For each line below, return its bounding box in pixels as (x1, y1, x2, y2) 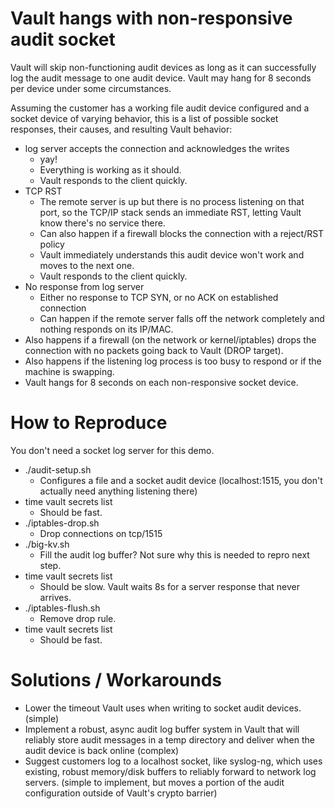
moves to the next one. (39, 259, 135, 271)
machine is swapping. (24, 365, 115, 377)
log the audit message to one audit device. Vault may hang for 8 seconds (10, 72, 312, 84)
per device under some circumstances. (10, 82, 172, 94)
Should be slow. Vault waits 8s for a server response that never (39, 580, 301, 592)
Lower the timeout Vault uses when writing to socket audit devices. (24, 702, 302, 714)
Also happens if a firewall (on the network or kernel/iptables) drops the (24, 333, 317, 346)
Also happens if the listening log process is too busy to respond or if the (24, 355, 322, 367)
